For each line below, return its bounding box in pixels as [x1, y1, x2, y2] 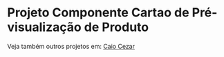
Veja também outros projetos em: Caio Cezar [7, 42, 135, 50]
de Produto [84, 19, 149, 35]
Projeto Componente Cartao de [7, 5, 189, 21]
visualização [7, 19, 82, 35]
